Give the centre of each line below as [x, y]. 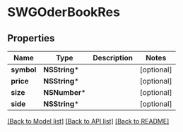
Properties [31, 38]
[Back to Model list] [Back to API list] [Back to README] [88, 121]
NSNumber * [65, 92]
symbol [24, 70]
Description [113, 58]
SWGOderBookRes [64, 12]
